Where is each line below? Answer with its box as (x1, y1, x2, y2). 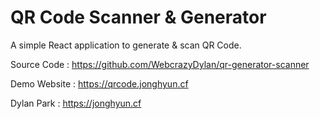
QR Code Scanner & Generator (10, 6, 267, 29)
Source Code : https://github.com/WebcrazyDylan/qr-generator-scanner (10, 58, 310, 70)
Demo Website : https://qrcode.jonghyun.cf (10, 77, 189, 90)
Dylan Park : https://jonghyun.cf (10, 97, 142, 109)
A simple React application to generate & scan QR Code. (10, 39, 242, 51)
